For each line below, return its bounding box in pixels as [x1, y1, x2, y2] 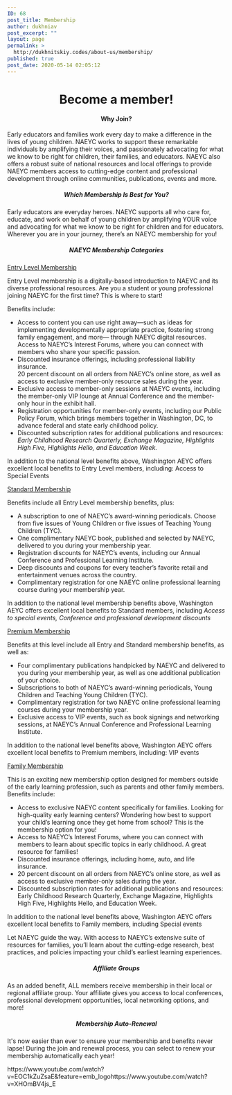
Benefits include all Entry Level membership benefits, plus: [7, 498, 175, 507]
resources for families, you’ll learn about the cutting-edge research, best [7, 940, 215, 949]
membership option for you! [17, 825, 97, 834]
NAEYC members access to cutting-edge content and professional [7, 167, 197, 175]
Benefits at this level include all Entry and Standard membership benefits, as [7, 640, 225, 649]
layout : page [7, 36, 45, 43]
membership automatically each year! [7, 1051, 115, 1060]
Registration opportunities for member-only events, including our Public [17, 406, 222, 414]
